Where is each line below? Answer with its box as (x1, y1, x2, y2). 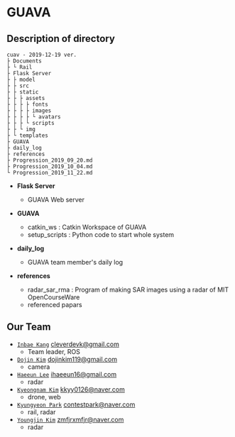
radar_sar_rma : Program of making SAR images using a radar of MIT (27, 285, 229, 294)
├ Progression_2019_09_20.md (6, 157, 93, 164)
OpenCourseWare (27, 293, 80, 302)
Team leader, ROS (27, 347, 81, 355)
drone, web (27, 392, 61, 401)
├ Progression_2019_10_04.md (6, 163, 93, 170)
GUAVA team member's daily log (27, 258, 124, 266)
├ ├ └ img (6, 126, 36, 133)
